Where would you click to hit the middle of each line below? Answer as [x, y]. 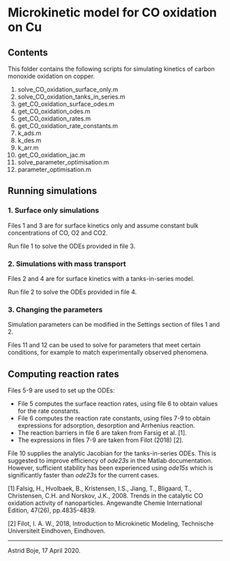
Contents [28, 52]
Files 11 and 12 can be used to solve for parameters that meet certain [104, 345]
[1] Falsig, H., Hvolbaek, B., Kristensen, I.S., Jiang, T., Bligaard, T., [100, 488]
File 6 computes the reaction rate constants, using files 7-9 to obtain [114, 419]
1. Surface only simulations [54, 210]
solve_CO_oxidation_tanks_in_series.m [71, 97]
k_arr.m [28, 148]
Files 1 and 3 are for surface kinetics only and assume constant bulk [103, 225]
